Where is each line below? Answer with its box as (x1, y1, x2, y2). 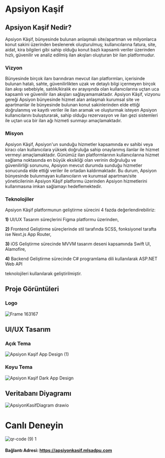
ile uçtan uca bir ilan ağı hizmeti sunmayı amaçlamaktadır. (5, 118, 122, 124)
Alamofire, (5, 246, 26, 252)
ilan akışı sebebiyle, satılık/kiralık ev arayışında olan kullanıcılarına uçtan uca (5, 86, 159, 92)
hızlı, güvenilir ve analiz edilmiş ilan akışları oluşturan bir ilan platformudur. (5, 52, 155, 58)
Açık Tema (5, 340, 31, 347)
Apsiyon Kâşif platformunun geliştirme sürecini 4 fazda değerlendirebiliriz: (5, 207, 156, 213)
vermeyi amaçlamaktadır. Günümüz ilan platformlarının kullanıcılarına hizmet (5, 152, 159, 158)
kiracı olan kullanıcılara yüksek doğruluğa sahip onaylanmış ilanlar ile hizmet (5, 146, 160, 152)
